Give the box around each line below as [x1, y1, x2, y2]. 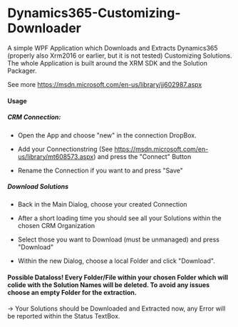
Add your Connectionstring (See [17, 145, 113, 153]
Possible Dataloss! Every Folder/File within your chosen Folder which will [7, 273, 229, 282]
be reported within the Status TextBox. [7, 311, 120, 320]
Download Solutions [7, 182, 69, 191]
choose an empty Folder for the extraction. [7, 289, 137, 297]
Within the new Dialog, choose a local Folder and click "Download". [17, 256, 215, 265]
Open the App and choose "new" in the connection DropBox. [17, 130, 197, 140]
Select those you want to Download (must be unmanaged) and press [17, 235, 219, 244]
